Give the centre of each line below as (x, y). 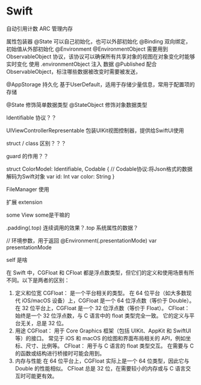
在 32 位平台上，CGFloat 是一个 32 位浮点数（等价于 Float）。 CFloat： (102, 308)
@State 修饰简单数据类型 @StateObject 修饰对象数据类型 (77, 104)
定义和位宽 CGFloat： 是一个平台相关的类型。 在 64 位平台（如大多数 (100, 293)
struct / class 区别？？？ (36, 143)
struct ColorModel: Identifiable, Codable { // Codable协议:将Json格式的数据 (99, 169)
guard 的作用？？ (28, 156)
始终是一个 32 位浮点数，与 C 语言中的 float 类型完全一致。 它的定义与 (102, 316)
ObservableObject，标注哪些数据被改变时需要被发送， (74, 71)
